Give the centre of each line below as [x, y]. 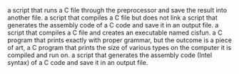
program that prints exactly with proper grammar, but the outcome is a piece [119, 40]
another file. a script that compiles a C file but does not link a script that [112, 18]
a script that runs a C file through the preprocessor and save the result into [117, 10]
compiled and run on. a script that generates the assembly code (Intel [110, 55]
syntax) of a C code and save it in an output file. [78, 62]
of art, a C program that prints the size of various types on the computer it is [119, 48]
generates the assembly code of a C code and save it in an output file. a [113, 25]
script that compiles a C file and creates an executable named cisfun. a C [115, 32]
